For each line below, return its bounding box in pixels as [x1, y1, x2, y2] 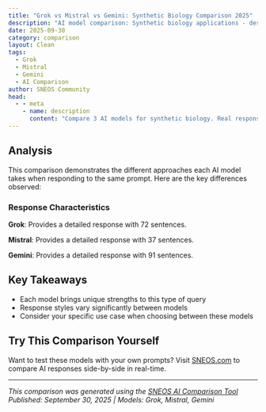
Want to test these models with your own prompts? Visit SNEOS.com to [8, 355, 240, 364]
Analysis [8, 144, 53, 158]
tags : [8, 48, 26, 56]
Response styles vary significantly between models [19, 303, 188, 312]
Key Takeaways [8, 273, 88, 287]
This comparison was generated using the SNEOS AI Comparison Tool [8, 386, 239, 396]
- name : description [22, 108, 90, 116]
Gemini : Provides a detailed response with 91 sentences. [8, 250, 194, 260]
